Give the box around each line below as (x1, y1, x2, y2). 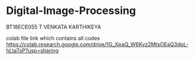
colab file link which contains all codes (6, 34, 100, 41)
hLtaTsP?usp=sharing (6, 47, 59, 54)
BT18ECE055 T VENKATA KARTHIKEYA (6, 23, 102, 30)
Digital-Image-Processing (6, 4, 136, 17)
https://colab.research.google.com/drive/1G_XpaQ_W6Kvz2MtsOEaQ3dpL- (6, 41, 189, 48)
